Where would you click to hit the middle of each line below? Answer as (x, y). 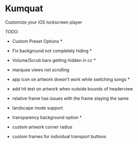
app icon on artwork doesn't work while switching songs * (71, 79)
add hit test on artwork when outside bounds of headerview (72, 88)
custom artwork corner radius (42, 127)
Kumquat (24, 9)
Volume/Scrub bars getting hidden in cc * (54, 60)
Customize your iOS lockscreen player (44, 22)
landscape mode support (37, 108)
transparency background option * (47, 117)
